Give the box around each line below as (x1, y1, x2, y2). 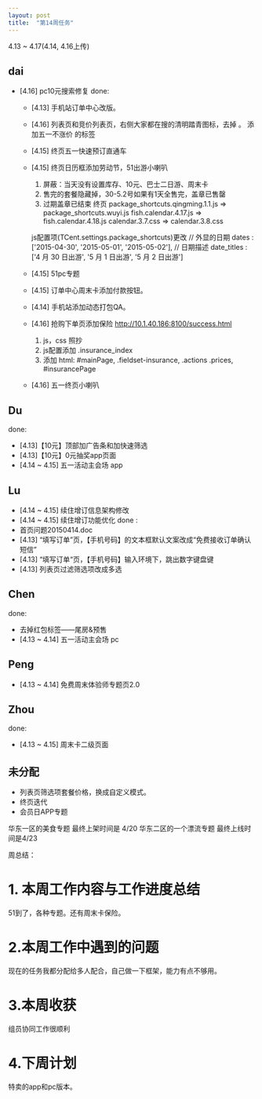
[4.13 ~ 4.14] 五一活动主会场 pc (19, 634, 119, 644)
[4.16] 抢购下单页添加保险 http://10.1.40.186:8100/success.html (31, 319, 232, 328)
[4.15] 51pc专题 (31, 269, 80, 279)
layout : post (8, 11, 51, 20)
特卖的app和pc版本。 (8, 1082, 77, 1091)
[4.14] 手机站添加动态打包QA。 (31, 302, 130, 312)
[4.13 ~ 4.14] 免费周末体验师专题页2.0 (19, 680, 140, 689)
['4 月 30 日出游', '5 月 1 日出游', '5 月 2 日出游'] (31, 252, 184, 262)
